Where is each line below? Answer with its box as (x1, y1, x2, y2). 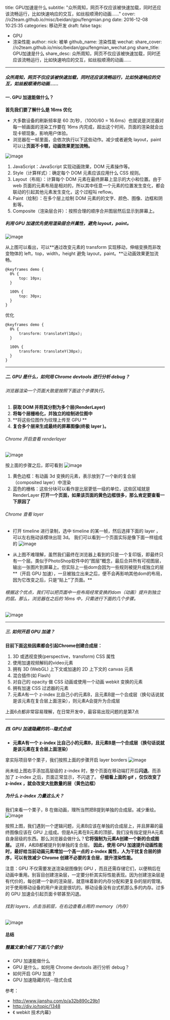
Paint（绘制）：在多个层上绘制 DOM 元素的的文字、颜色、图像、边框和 (12, 195, 158, 201)
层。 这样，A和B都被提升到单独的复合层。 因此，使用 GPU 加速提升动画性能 (5, 842, 163, 848)
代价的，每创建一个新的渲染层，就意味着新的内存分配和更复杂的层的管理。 (9, 878, 165, 884)
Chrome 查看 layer (5, 511, 44, 517)
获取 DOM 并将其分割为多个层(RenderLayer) (12, 404, 106, 410)
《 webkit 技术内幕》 (12, 1009, 54, 1015)
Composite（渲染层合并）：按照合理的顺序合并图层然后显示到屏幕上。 (12, 208, 158, 214)
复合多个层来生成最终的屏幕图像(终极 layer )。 (12, 423, 109, 429)
